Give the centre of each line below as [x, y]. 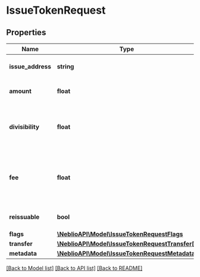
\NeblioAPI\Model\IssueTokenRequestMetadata [126, 253]
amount [20, 91]
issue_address [30, 66]
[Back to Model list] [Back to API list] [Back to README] [74, 268]
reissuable [24, 217]
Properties [26, 32]
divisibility [24, 127]
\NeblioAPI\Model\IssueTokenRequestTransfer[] [127, 244]
